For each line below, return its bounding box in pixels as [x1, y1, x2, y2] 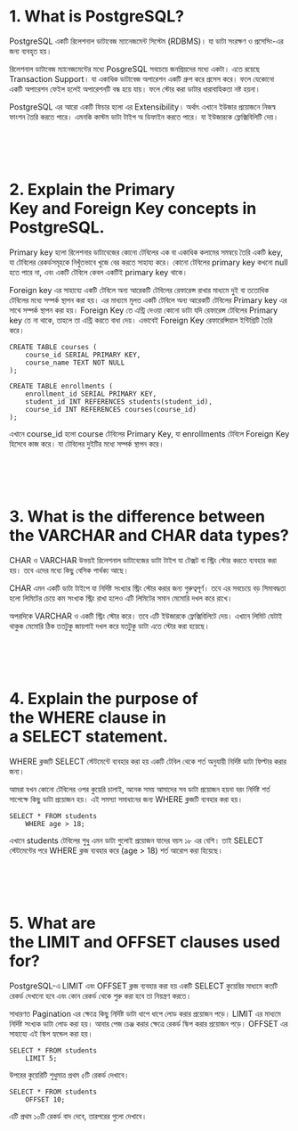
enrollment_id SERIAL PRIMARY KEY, [25, 389, 157, 398]
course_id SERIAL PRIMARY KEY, [25, 350, 141, 359]
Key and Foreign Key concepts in [9, 199, 257, 219]
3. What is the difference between [9, 506, 265, 527]
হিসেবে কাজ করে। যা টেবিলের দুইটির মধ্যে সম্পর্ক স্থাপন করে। [9, 438, 165, 449]
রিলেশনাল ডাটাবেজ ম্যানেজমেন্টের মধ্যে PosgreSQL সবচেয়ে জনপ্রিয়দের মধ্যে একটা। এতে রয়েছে [9, 63, 261, 74]
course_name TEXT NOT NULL [25, 358, 125, 367]
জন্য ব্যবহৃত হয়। [9, 45, 52, 56]
